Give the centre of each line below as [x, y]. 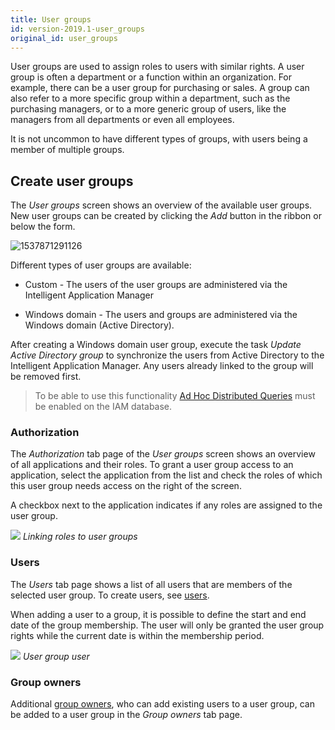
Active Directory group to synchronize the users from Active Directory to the [167, 355]
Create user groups [72, 181]
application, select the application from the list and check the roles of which [166, 475]
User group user [56, 656]
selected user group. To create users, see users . [110, 595]
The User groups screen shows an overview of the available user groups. [161, 205]
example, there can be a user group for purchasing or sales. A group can [160, 88]
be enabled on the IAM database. [103, 407]
